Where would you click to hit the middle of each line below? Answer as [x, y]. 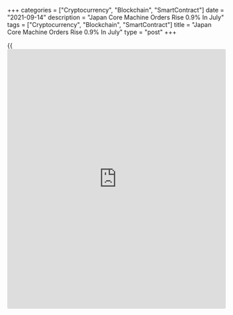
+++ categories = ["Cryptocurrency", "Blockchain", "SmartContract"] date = [116, 10]
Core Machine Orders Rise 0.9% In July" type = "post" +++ [92, 32]
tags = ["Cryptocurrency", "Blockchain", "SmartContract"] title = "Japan [109, 25]
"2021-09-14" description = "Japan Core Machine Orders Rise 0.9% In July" [115, 17]
